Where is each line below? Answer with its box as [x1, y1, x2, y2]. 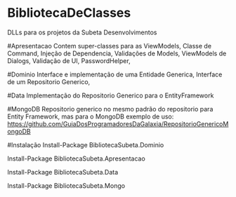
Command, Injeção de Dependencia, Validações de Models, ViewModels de [7, 49, 227, 57]
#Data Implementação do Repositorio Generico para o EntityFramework [7, 91, 214, 100]
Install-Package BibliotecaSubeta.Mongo [7, 181, 125, 190]
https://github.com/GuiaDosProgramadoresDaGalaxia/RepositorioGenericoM [7, 119, 229, 128]
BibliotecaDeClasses [7, 5, 131, 21]
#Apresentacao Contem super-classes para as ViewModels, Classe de [7, 41, 212, 50]
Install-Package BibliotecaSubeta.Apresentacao [7, 154, 145, 163]
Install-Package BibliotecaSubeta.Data [7, 168, 119, 176]
